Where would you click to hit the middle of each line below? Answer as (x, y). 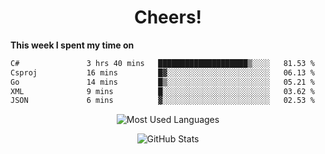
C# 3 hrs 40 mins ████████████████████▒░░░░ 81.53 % (162, 63)
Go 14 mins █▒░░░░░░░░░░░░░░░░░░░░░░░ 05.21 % (162, 82)
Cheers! (168, 17)
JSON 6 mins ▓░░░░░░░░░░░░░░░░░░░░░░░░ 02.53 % (162, 101)
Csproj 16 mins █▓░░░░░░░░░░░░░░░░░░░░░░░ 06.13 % (162, 72)
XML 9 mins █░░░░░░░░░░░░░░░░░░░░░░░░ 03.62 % (162, 91)
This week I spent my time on (72, 45)
